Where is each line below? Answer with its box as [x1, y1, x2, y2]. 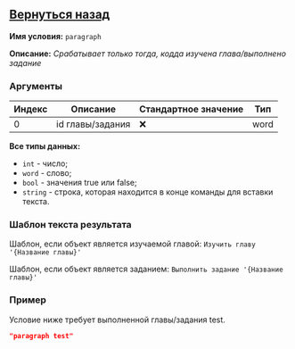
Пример [9, 294, 47, 306]
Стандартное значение [139, 103, 244, 115]
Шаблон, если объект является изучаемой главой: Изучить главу [9, 238, 257, 249]
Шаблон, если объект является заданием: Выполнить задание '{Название [9, 263, 283, 275]
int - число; [21, 158, 69, 169]
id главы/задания [56, 118, 131, 130]
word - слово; [21, 168, 72, 179]
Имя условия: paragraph [9, 30, 102, 41]
